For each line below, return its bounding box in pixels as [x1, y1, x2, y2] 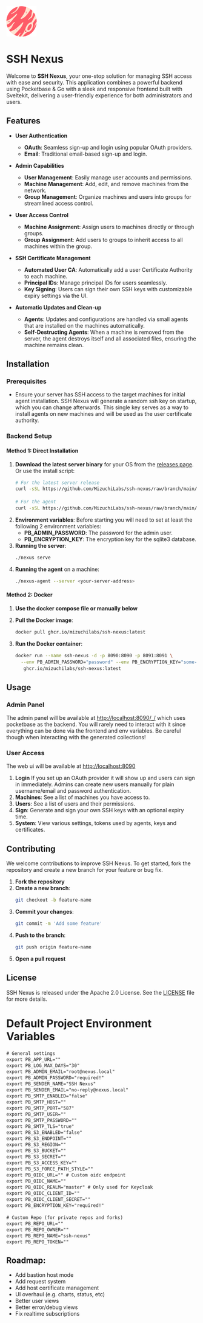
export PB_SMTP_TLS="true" [6, 1123, 75, 1130]
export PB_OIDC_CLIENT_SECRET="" [6, 1196, 91, 1203]
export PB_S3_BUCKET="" [6, 1147, 67, 1154]
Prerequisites [6, 377, 47, 385]
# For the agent [15, 499, 56, 505]
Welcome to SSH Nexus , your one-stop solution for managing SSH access [6, 72, 192, 80]
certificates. [15, 826, 45, 834]
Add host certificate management [15, 1284, 99, 1291]
